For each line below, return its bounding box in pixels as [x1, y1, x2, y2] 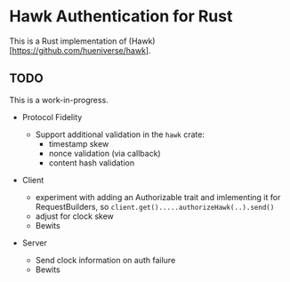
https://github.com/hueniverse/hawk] [12, 44, 149, 55]
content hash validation [48, 157, 135, 168]
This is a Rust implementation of [9, 36, 127, 46]
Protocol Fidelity [21, 111, 83, 122]
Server [21, 238, 47, 248]
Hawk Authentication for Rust [9, 6, 233, 27]
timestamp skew [48, 138, 109, 149]
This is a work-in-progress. [9, 94, 109, 105]
